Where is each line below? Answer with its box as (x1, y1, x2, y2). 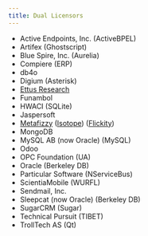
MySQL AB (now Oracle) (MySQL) (19, 135, 131, 144)
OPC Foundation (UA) (19, 152, 92, 162)
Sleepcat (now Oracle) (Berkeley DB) (19, 195, 141, 204)
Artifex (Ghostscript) (19, 41, 88, 52)
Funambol (19, 92, 53, 102)
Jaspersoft (19, 109, 56, 120)
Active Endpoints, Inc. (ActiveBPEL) (19, 33, 137, 43)
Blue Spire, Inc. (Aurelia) (19, 50, 99, 60)
